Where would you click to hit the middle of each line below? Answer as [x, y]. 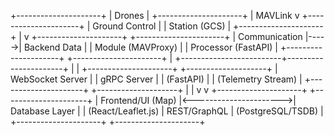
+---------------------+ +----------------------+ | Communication [167, 36]
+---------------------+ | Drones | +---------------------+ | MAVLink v [155, 15]
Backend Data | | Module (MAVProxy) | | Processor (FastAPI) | [151, 47]
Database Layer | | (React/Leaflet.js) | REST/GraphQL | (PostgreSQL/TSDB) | [167, 111]
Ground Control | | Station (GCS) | [162, 26]
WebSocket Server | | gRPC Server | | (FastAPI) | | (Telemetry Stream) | [156, 79]
